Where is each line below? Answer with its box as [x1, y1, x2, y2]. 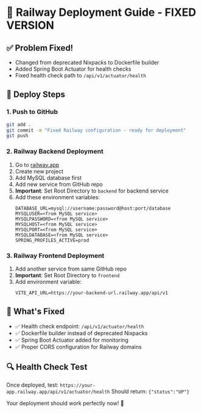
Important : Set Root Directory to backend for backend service [15, 187, 169, 194]
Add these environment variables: [15, 193, 100, 200]
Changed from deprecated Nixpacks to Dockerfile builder [15, 59, 159, 66]
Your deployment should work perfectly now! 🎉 [6, 399, 125, 407]
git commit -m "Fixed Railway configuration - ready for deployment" [6, 127, 187, 133]
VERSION [6, 18, 55, 32]
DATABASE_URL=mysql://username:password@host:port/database [15, 205, 171, 211]
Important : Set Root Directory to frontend [15, 271, 120, 279]
